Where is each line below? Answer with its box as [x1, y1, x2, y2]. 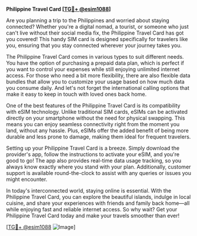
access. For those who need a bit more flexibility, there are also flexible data [6, 72, 191, 79]
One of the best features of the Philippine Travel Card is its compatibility [6, 102, 181, 109]
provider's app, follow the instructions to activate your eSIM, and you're [6, 151, 180, 158]
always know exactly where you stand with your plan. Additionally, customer [6, 163, 191, 170]
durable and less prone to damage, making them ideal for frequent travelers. [6, 133, 191, 140]
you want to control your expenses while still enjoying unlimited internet [6, 66, 180, 73]
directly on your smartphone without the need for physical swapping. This [6, 114, 185, 122]
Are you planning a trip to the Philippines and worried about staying [6, 17, 169, 23]
